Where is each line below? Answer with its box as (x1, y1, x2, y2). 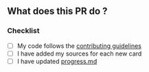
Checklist (7, 26, 40, 36)
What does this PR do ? (7, 5, 108, 17)
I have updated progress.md (16, 57, 98, 65)
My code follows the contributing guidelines (16, 41, 142, 50)
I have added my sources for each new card (16, 49, 142, 58)
